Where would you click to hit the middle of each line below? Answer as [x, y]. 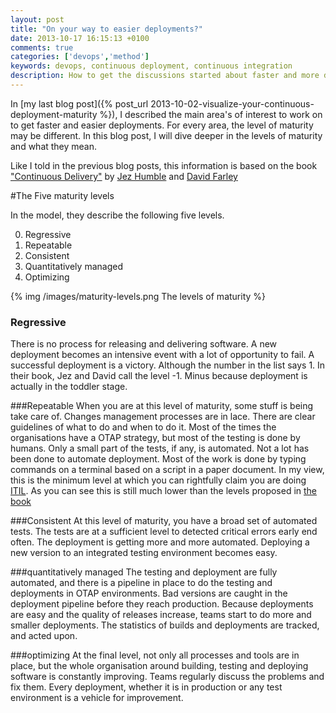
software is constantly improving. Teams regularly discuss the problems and [167, 677]
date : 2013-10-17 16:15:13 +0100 [80, 38]
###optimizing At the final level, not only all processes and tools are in [155, 655]
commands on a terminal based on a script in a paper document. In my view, [167, 470]
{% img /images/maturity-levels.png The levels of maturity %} [138, 296]
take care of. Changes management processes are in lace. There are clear [163, 417]
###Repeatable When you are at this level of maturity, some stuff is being [162, 406]
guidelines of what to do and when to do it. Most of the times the [143, 427]
